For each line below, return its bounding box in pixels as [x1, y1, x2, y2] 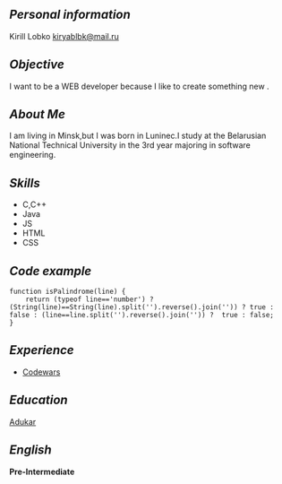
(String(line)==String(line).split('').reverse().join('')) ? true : [9, 303, 275, 312]
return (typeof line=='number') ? [25, 295, 154, 304]
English [9, 443, 52, 458]
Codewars [21, 367, 61, 377]
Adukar [9, 416, 37, 427]
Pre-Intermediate [9, 466, 75, 477]
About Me [9, 107, 65, 122]
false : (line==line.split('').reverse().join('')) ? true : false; [9, 311, 275, 320]
